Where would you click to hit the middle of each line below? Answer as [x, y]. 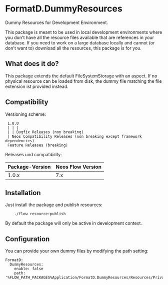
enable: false [29, 269]
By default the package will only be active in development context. [74, 223]
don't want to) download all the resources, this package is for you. [73, 48]
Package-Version [29, 167]
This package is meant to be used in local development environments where [84, 32]
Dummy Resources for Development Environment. [57, 22]
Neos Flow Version [78, 167]
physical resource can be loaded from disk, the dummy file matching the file [83, 81]
